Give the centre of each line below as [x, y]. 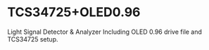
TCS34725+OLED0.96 [74, 12]
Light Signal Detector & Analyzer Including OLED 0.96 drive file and [105, 32]
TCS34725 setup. [33, 39]
